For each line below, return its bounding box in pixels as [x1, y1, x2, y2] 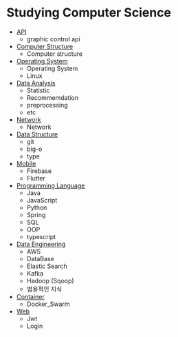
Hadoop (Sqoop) [26, 276, 74, 285]
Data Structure [16, 130, 58, 139]
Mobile [16, 159, 36, 167]
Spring [26, 210, 46, 218]
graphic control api [26, 34, 80, 43]
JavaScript [26, 196, 58, 204]
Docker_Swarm [26, 300, 70, 308]
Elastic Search [26, 262, 68, 270]
